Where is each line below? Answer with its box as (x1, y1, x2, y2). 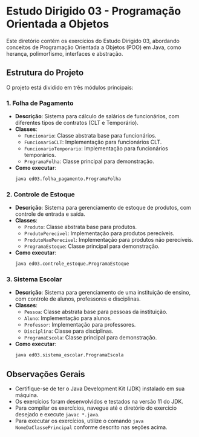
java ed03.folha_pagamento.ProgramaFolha (15, 176, 121, 182)
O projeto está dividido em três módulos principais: (6, 84, 134, 91)
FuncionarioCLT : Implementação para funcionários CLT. (24, 138, 162, 146)
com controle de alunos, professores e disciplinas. (15, 295, 141, 302)
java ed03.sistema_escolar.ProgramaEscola (15, 352, 124, 358)
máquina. (15, 392, 39, 399)
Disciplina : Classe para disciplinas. (24, 327, 114, 335)
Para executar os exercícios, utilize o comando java (15, 417, 144, 425)
